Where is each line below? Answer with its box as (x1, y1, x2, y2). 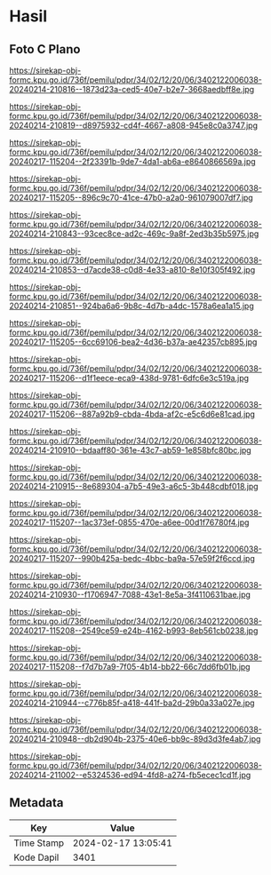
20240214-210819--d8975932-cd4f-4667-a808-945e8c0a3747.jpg (9, 120, 258, 131)
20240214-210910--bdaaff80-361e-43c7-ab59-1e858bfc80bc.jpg (9, 445, 251, 455)
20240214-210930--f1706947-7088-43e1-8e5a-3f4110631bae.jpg (9, 589, 251, 600)
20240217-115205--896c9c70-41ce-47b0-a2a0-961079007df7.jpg (9, 193, 253, 203)
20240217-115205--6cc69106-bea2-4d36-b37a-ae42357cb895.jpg (9, 337, 258, 347)
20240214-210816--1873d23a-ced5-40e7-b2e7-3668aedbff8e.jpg (9, 84, 255, 94)
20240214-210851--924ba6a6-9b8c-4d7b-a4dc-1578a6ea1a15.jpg (9, 300, 255, 311)
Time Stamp (13, 837, 65, 849)
